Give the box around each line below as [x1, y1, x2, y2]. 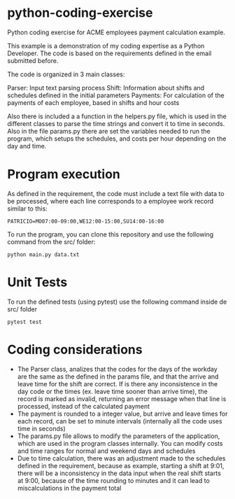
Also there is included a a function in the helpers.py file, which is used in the [7, 112, 227, 120]
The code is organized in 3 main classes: [7, 70, 125, 78]
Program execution [7, 167, 121, 183]
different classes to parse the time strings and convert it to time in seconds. [7, 119, 225, 127]
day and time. [7, 141, 47, 150]
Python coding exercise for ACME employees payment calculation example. [7, 28, 226, 36]
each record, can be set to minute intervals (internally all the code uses [17, 416, 222, 425]
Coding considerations [7, 342, 143, 358]
